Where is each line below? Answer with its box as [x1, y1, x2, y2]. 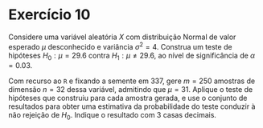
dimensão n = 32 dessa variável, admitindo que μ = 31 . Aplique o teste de [8, 85, 253, 94]
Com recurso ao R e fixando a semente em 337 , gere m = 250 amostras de [8, 76, 256, 86]
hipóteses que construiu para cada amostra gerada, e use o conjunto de [8, 94, 248, 103]
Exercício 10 [8, 6, 91, 24]
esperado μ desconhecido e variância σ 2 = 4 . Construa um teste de [8, 40, 232, 51]
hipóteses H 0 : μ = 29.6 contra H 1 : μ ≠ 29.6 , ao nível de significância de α [8, 50, 256, 62]
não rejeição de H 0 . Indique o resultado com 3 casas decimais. [8, 110, 217, 122]
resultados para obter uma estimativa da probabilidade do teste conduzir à [8, 102, 256, 111]
